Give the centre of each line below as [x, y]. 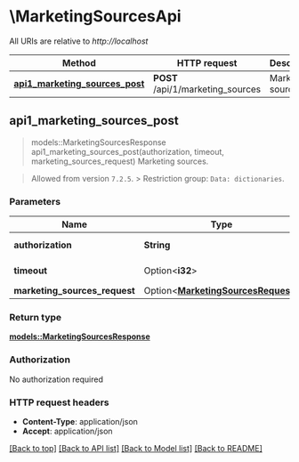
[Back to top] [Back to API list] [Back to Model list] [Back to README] [136, 448]
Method [79, 62]
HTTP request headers [59, 402]
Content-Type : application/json [80, 421]
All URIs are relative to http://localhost [79, 41]
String [157, 245]
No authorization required [57, 379]
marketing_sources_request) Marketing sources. [120, 161]
